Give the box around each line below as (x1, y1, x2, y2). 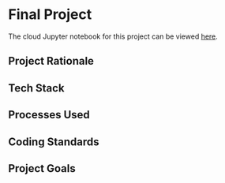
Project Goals (8, 162, 77, 175)
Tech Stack (8, 81, 65, 95)
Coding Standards (8, 135, 99, 148)
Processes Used (8, 108, 91, 121)
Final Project (8, 6, 92, 24)
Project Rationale (8, 54, 95, 68)
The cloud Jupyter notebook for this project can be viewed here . (8, 32, 219, 41)
